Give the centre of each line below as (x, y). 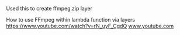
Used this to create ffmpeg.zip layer (49, 8)
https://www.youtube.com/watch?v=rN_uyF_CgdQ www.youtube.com (90, 26)
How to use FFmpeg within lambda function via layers (71, 20)
